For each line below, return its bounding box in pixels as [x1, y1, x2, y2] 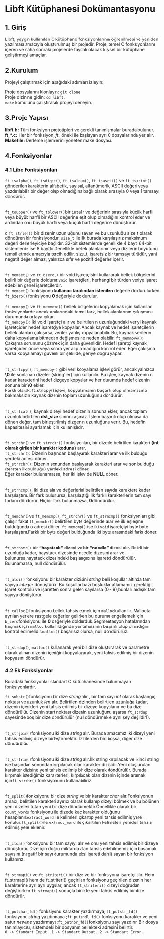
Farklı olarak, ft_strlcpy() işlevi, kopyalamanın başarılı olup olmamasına [5, 388, 147, 393]
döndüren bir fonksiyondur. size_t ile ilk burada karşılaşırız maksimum [5, 235, 147, 241]
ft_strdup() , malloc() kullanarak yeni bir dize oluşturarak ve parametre [5, 644, 150, 650]
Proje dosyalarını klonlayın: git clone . [5, 89, 83, 95]
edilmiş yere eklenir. [5, 824, 46, 830]
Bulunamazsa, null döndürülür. [5, 560, 67, 566]
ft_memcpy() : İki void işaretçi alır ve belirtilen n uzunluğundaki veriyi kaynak [5, 319, 157, 325]
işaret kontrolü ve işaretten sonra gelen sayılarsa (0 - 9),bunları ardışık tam [5, 587, 156, 593]
